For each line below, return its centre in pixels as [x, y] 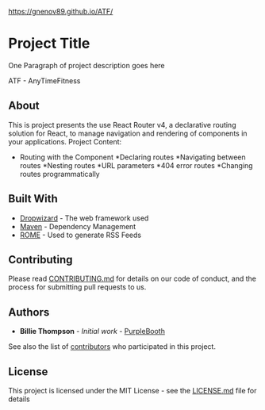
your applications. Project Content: [65, 141]
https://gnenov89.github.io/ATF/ [61, 11]
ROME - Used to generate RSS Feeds [80, 235]
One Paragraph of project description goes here [86, 65]
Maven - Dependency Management [78, 226]
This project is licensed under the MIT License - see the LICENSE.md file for [132, 391]
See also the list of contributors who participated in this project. [112, 347]
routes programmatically [60, 174]
